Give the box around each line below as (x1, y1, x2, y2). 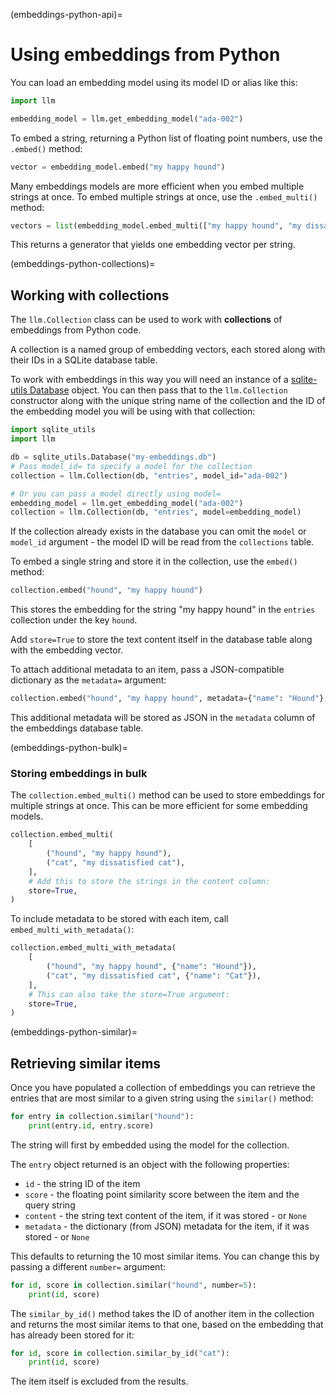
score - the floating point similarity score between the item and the (24, 1188, 300, 1200)
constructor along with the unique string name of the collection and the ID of (10, 395, 326, 407)
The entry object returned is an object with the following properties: (10, 1158, 290, 1170)
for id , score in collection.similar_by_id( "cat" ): (10, 1348, 230, 1358)
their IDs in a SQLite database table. (10, 354, 158, 366)
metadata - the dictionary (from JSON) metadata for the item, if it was (24, 1220, 310, 1232)
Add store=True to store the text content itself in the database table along (10, 634, 313, 646)
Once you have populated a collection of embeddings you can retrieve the (10, 1082, 316, 1094)
